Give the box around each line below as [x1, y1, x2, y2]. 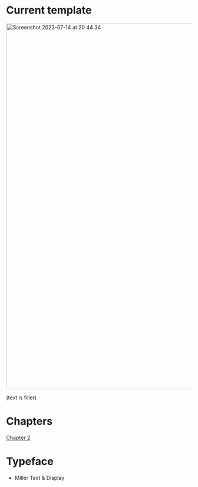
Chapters [6, 415, 53, 428]
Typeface [6, 455, 54, 468]
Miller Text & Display [14, 474, 65, 481]
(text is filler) [6, 394, 37, 401]
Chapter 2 [6, 434, 31, 441]
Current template [6, 4, 92, 17]
